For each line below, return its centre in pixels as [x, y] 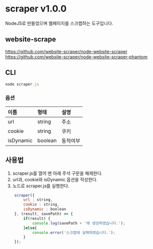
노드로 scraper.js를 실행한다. [41, 186]
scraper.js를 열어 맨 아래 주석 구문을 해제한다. [58, 173]
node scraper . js [22, 84]
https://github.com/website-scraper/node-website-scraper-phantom [76, 57]
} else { [30, 228]
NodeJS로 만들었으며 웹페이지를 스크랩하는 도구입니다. [59, 23]
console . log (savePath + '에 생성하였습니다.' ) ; [79, 223]
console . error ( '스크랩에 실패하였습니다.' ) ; [74, 232]
